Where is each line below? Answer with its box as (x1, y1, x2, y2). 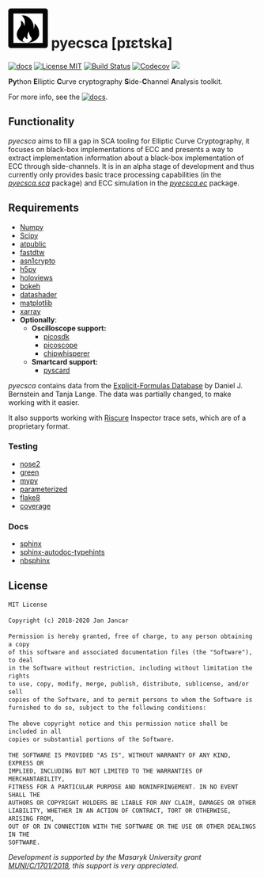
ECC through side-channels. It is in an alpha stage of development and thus (8, 161, 255, 170)
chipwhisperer (43, 349, 91, 358)
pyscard (43, 365, 70, 375)
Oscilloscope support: (31, 323, 107, 333)
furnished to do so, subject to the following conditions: (8, 704, 207, 712)
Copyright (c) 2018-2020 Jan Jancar (8, 617, 129, 624)
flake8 (19, 492, 41, 502)
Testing (8, 441, 38, 452)
